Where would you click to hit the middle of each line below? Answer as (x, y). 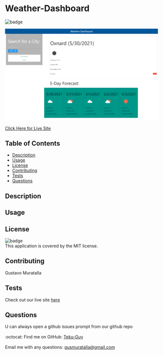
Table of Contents (33, 144)
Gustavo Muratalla (23, 273)
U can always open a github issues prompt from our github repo (69, 327)
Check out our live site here (33, 300)
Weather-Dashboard (47, 8)
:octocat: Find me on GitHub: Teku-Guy (44, 337)
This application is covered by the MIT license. (51, 246)
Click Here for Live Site (28, 128)
